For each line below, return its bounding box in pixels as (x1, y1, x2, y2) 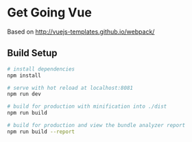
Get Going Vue (7, 5, 93, 21)
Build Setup (7, 47, 58, 59)
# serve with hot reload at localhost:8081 (7, 84, 134, 91)
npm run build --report (7, 128, 75, 135)
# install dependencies (7, 65, 75, 73)
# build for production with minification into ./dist (7, 103, 167, 110)
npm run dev (7, 91, 41, 97)
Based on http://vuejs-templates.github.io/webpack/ (7, 27, 155, 36)
